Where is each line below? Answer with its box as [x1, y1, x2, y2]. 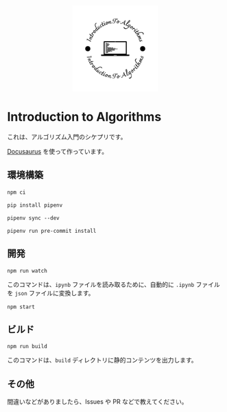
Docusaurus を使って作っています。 [7, 147, 108, 155]
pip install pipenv [7, 201, 63, 209]
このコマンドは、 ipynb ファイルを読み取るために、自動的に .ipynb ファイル [7, 280, 221, 288]
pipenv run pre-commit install [7, 227, 97, 234]
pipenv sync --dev [7, 214, 60, 221]
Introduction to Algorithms [7, 109, 162, 125]
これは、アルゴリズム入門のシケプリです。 [7, 133, 127, 141]
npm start [7, 304, 36, 310]
